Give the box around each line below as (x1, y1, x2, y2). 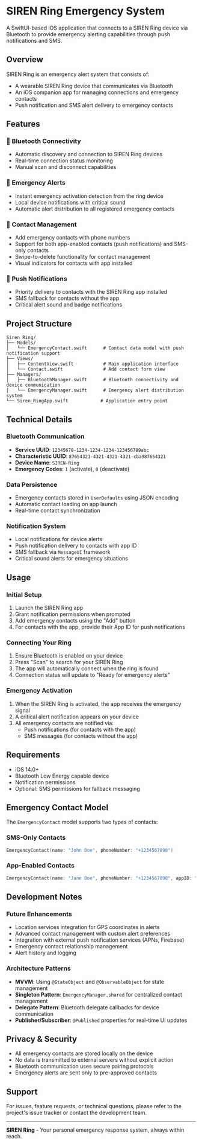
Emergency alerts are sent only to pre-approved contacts (14, 1069, 158, 1076)
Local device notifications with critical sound (14, 198, 126, 206)
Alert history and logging (14, 949, 77, 957)
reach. (6, 1133, 22, 1140)
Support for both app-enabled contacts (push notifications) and (14, 240, 173, 248)
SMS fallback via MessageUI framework (14, 548, 111, 556)
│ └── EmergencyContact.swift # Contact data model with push (6, 345, 185, 351)
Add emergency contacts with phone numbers (14, 234, 130, 241)
